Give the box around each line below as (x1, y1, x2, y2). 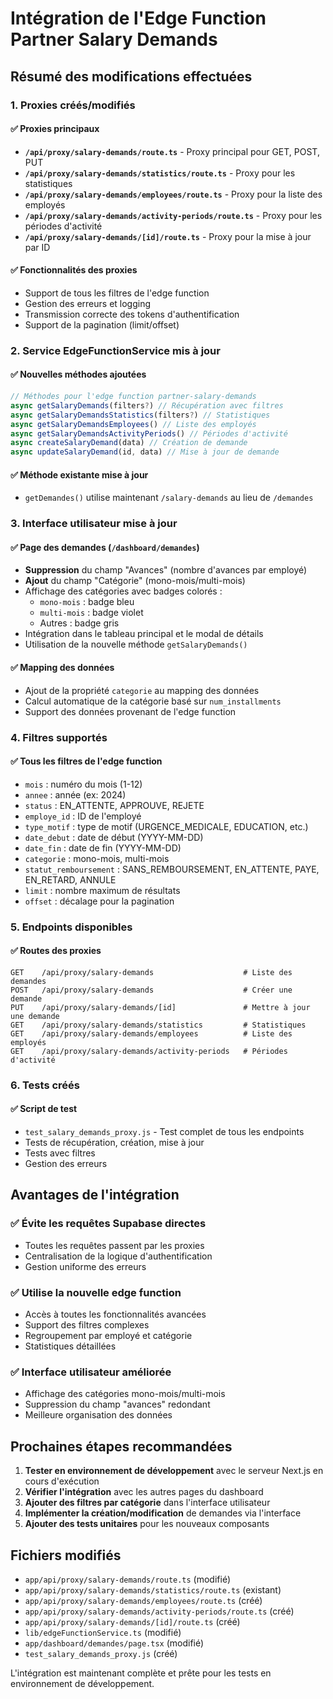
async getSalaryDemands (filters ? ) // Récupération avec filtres (10, 400, 284, 411)
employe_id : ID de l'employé (24, 810, 142, 822)
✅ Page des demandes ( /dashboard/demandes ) (10, 541, 200, 553)
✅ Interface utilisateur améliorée (10, 1365, 172, 1379)
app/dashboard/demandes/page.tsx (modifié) (24, 1637, 205, 1649)
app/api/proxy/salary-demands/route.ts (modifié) (24, 1573, 232, 1585)
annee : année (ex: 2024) (24, 788, 127, 801)
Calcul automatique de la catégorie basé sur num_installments (24, 695, 282, 707)
